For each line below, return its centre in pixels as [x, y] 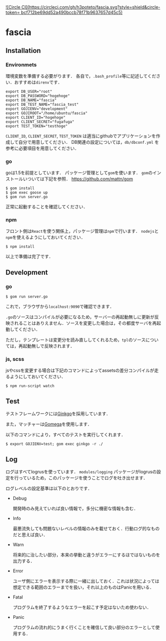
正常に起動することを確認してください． [47, 207]
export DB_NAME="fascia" [31, 100]
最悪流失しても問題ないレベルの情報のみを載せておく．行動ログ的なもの [86, 529]
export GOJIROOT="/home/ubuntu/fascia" [47, 113]
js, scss [15, 359]
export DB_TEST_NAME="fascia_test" [42, 104]
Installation [23, 51]
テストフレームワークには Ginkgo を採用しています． [58, 414]
